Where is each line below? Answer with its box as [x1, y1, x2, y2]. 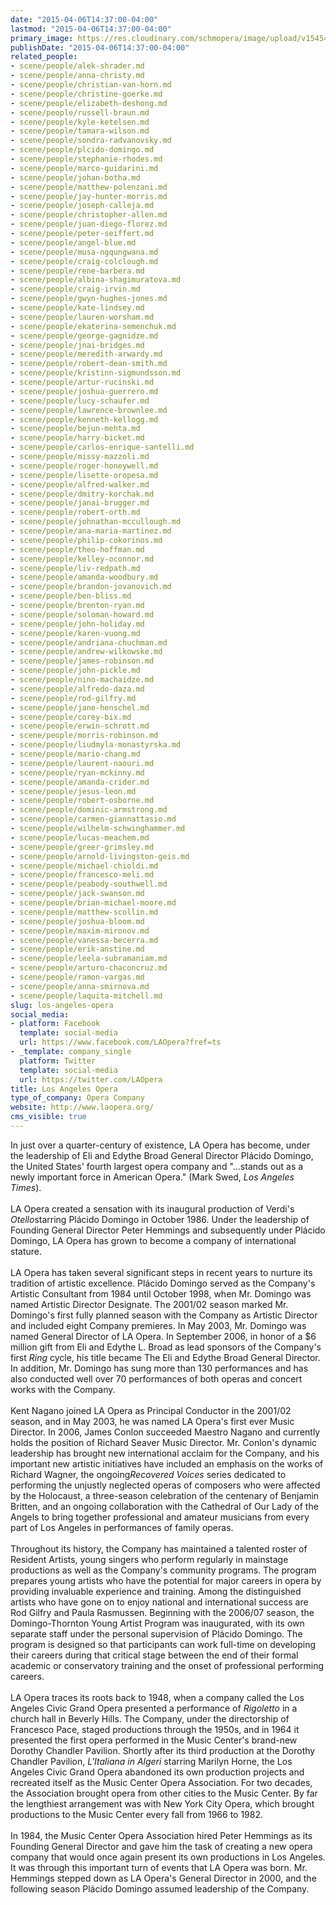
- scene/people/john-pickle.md [10, 666, 141, 676]
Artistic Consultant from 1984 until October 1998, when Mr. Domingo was [10, 1287, 312, 1300]
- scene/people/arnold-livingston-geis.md [10, 851, 190, 861]
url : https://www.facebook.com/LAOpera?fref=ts [19, 1037, 222, 1048]
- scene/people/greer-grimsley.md [10, 842, 155, 852]
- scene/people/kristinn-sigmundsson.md [10, 368, 182, 378]
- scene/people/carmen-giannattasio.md [10, 814, 177, 825]
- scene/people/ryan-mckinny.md [10, 767, 145, 778]
